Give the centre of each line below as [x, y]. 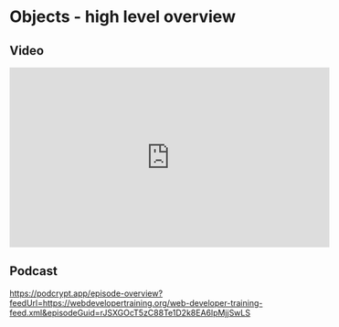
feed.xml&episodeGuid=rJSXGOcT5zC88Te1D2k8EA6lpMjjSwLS [130, 312]
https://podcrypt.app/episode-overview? [86, 293]
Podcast [33, 271]
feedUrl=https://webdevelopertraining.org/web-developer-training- [136, 302]
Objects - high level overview [122, 17]
